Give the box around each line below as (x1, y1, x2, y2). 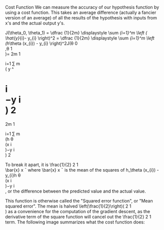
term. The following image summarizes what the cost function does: (5, 219, 145, 225)
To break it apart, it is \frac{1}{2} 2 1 (5, 162, 79, 168)
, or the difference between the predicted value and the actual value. (5, 188, 146, 194)
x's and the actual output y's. (5, 20, 65, 26)
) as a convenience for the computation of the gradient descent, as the (5, 208, 151, 214)
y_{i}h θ (5, 172, 21, 178)
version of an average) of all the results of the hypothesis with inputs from (5, 15, 157, 20)
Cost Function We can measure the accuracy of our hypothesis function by (5, 4, 160, 10)
